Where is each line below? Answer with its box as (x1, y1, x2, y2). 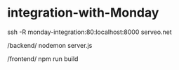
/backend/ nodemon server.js (7, 41, 93, 49)
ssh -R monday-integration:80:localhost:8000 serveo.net (7, 28, 172, 36)
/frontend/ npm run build (7, 54, 79, 63)
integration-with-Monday (7, 5, 159, 21)
